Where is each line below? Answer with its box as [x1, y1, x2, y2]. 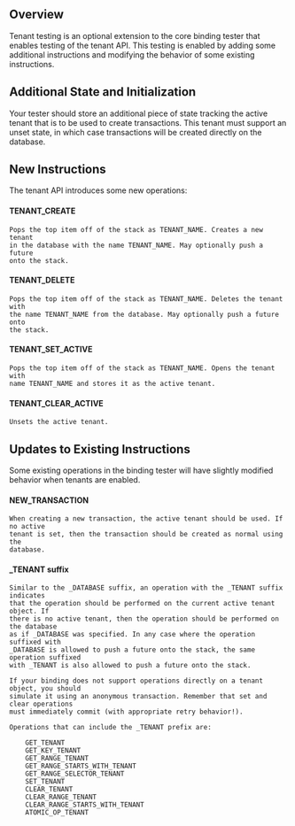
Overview [9, 7, 65, 22]
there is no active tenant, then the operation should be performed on [9, 614, 279, 623]
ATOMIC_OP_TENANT [25, 808, 89, 817]
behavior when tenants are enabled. [9, 475, 141, 485]
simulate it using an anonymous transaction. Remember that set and [9, 692, 268, 701]
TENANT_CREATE [9, 205, 76, 216]
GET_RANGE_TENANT [25, 754, 89, 763]
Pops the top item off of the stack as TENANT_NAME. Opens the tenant [9, 364, 276, 373]
